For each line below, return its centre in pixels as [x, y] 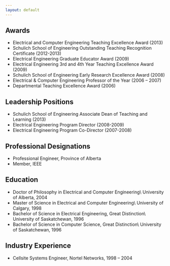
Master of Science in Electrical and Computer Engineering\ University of [88, 203]
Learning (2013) [29, 119]
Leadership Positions [39, 102]
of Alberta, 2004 [30, 197]
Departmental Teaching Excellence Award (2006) [64, 86]
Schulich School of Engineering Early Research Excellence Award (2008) [89, 75]
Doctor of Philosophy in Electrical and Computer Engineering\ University [88, 192]
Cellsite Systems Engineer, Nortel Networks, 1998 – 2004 [73, 258]
